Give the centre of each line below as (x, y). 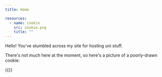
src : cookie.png (30, 27)
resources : (16, 18)
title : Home (17, 10)
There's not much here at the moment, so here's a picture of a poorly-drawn (81, 55)
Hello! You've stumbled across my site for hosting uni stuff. (64, 46)
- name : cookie (25, 23)
